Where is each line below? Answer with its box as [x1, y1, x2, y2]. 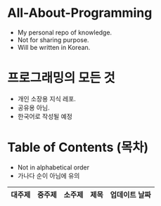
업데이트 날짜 [110, 190, 151, 200]
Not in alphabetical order [17, 163, 90, 172]
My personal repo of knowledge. [17, 28, 112, 37]
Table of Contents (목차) [7, 139, 149, 155]
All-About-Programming [7, 5, 153, 21]
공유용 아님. [17, 103, 51, 112]
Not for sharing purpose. [17, 35, 89, 44]
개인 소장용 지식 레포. [17, 94, 76, 103]
